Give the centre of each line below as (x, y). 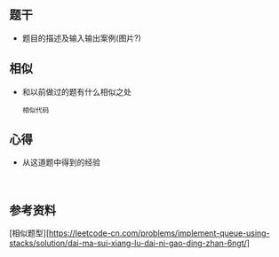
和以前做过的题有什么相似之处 (76, 91)
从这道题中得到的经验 (61, 162)
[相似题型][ (29, 233)
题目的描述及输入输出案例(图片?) (82, 38)
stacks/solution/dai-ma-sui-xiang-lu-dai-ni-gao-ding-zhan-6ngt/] (130, 243)
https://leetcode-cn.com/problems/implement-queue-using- (159, 233)
